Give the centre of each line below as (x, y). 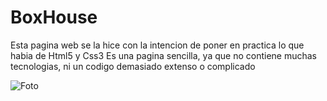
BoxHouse (54, 17)
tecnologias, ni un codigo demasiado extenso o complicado (133, 66)
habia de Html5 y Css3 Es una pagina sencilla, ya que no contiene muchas (163, 55)
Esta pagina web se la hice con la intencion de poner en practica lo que (157, 45)
